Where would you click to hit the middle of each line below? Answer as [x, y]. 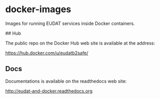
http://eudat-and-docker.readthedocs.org [49, 91]
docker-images [38, 9]
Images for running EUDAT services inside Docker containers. [70, 23]
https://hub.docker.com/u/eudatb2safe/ [47, 53]
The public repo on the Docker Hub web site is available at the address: [80, 43]
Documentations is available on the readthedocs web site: [66, 81]
